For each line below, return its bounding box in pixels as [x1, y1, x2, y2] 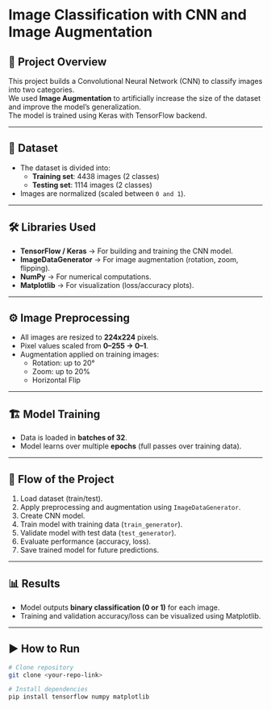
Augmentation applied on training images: [19, 349, 160, 360]
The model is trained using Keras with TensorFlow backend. [8, 111, 207, 120]
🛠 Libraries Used [8, 220, 97, 235]
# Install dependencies [8, 686, 89, 694]
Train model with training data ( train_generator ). [19, 519, 183, 529]
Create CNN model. [19, 511, 85, 521]
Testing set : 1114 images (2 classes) [31, 180, 153, 190]
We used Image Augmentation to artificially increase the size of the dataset [8, 94, 261, 102]
